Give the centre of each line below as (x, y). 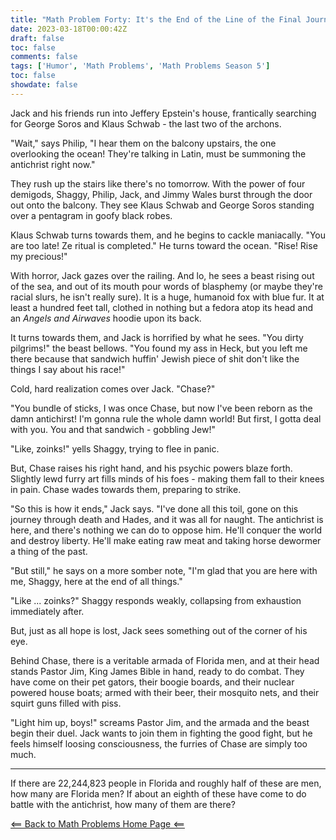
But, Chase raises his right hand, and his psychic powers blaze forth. (151, 468)
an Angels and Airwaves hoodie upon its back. (106, 318)
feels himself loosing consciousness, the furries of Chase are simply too (159, 743)
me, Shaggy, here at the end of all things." (96, 581)
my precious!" (39, 256)
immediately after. (47, 611)
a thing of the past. (49, 551)
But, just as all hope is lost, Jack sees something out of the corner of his (159, 630)
